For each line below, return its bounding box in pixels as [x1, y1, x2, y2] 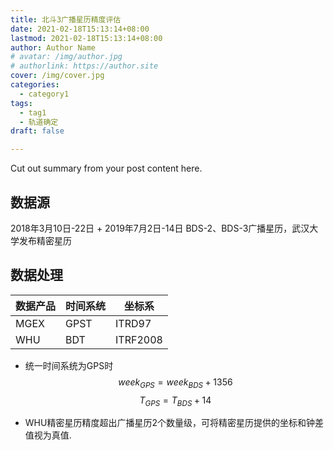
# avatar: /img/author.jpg [10, 52, 123, 62]
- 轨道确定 [19, 117, 59, 127]
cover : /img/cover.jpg [10, 71, 105, 81]
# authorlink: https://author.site [10, 61, 159, 71]
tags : [10, 98, 33, 108]
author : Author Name [10, 42, 97, 53]
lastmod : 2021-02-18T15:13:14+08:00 [10, 33, 163, 43]
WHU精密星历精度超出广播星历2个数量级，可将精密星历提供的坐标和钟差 [24, 417, 324, 429]
